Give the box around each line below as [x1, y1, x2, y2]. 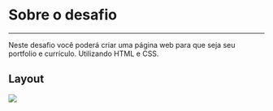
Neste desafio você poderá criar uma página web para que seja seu [8, 40, 236, 49]
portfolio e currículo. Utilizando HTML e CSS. [8, 49, 159, 58]
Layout [8, 72, 45, 86]
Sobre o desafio [8, 6, 118, 24]
